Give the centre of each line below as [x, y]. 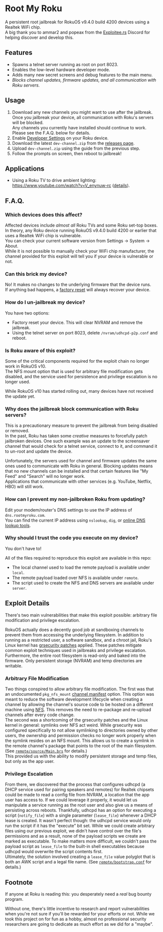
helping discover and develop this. [39, 37]
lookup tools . [18, 525]
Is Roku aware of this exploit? [40, 351]
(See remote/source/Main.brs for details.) [46, 751]
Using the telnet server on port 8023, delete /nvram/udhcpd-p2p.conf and [85, 333]
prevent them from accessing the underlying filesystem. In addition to [74, 634]
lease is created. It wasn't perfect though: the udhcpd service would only [78, 821]
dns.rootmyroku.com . [25, 515]
